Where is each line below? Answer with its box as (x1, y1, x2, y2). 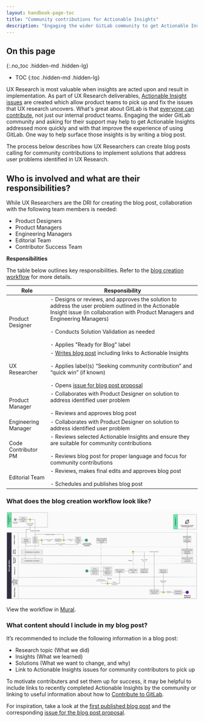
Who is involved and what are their (6, 173, 141, 184)
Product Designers (15, 217, 63, 225)
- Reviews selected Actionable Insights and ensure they (50, 433, 190, 440)
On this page (6, 46, 56, 56)
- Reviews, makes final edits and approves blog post (50, 468, 182, 474)
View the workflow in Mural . (6, 606, 76, 613)
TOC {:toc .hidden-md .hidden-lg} (15, 74, 100, 82)
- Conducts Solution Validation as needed (50, 328, 155, 335)
